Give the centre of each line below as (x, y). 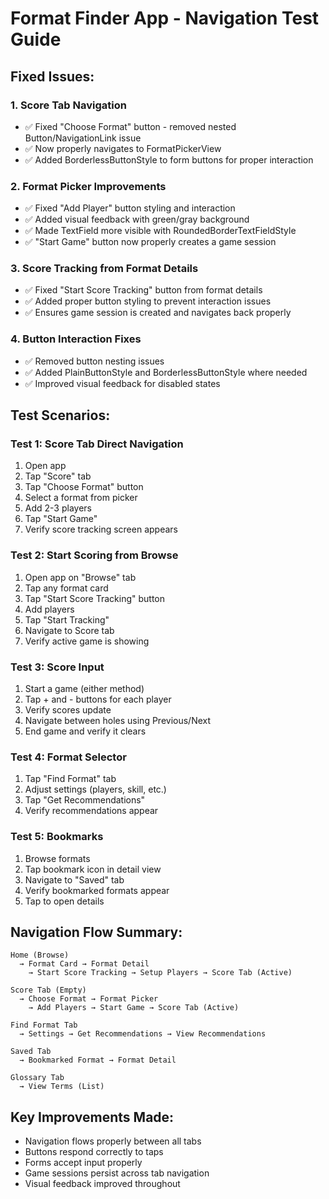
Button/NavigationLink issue (83, 138)
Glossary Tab (37, 1078)
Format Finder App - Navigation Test (165, 18)
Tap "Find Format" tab (70, 779)
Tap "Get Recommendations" (85, 800)
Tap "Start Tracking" (67, 619)
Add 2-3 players (58, 508)
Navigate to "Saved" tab (74, 879)
